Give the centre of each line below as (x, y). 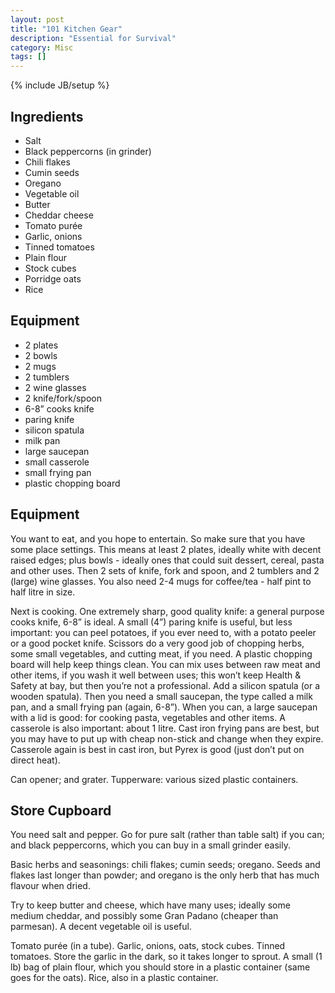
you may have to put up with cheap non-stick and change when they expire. (167, 738)
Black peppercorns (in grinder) (88, 151)
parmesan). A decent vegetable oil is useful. (101, 927)
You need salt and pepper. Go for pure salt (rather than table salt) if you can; (167, 835)
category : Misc (42, 47)
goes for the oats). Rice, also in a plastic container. (114, 978)
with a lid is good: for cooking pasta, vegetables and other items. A (148, 717)
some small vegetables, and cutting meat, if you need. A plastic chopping (161, 653)
